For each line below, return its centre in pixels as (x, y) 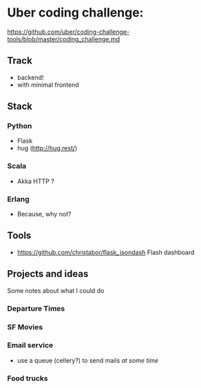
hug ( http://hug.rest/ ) (47, 148)
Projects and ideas (48, 274)
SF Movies (25, 327)
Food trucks (28, 378)
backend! (30, 77)
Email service (30, 345)
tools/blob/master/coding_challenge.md (64, 39)
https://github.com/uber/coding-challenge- (68, 32)
